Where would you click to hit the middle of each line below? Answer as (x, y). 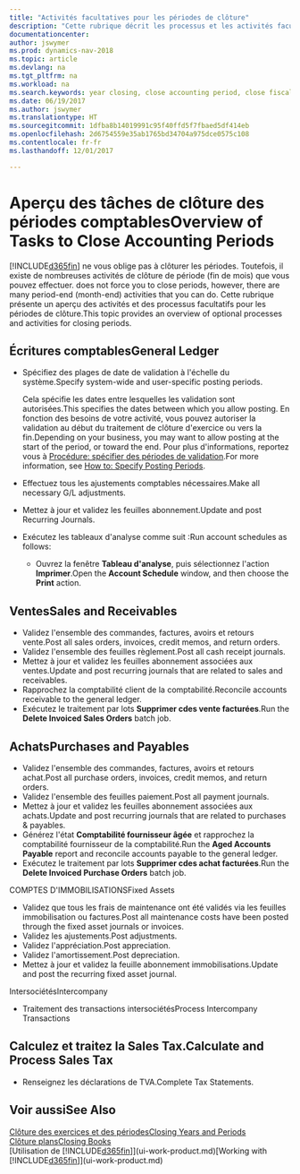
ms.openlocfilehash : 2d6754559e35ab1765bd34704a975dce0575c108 (129, 134)
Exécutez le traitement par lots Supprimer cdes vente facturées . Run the (156, 709)
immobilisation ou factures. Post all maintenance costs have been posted (155, 917)
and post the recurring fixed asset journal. (99, 974)
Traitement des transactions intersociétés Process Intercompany (140, 1009)
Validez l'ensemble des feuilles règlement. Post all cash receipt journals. (154, 652)
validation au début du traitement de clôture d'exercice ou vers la (142, 428)
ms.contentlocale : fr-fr (55, 142)
